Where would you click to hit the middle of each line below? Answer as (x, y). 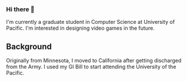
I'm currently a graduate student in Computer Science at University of (91, 22)
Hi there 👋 (21, 9)
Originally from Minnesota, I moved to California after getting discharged (94, 61)
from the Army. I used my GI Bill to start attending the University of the (91, 67)
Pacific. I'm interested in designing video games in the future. (80, 28)
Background (29, 46)
